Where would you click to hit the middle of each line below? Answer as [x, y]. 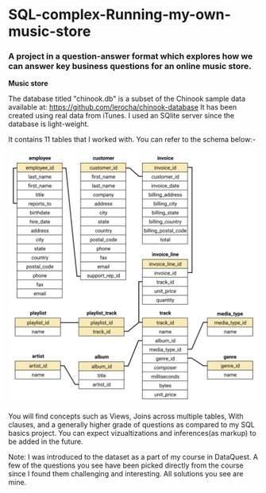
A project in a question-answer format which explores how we [131, 56]
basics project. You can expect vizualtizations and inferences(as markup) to [132, 433]
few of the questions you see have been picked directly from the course [126, 465]
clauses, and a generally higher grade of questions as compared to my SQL [132, 425]
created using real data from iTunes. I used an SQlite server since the [121, 116]
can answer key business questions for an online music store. [130, 67]
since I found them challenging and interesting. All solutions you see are [126, 474]
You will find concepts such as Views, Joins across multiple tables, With [126, 416]
